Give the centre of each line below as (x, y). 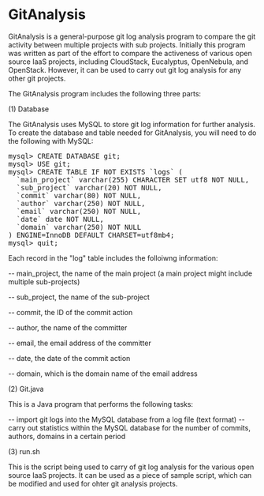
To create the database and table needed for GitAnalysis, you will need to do (132, 133)
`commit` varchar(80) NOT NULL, (79, 195)
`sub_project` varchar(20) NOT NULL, (89, 188)
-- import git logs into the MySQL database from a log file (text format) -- (127, 419)
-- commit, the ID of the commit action (71, 312)
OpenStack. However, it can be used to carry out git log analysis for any (125, 70)
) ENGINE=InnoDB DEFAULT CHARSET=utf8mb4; (91, 235)
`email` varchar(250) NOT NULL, (79, 211)
